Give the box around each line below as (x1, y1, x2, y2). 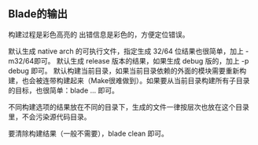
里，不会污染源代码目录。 (8, 112, 91, 121)
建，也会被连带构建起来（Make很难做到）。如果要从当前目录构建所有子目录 (8, 75, 250, 85)
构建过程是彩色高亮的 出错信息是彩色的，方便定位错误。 (8, 30, 190, 39)
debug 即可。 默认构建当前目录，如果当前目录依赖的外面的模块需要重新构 (8, 66, 247, 75)
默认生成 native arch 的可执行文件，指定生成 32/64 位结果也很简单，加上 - (8, 46, 249, 56)
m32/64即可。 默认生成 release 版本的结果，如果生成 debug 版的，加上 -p (8, 56, 249, 65)
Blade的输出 (8, 7, 68, 21)
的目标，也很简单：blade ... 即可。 (8, 85, 120, 95)
